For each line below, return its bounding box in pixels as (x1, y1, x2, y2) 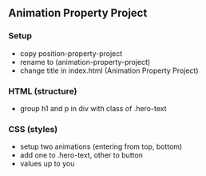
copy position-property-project (19, 48, 123, 58)
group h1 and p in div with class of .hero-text (19, 103, 167, 113)
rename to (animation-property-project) (19, 57, 151, 66)
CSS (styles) (8, 123, 58, 134)
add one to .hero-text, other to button (19, 150, 144, 160)
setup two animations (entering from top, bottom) (19, 142, 183, 151)
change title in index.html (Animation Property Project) (19, 66, 199, 75)
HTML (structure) (8, 86, 77, 97)
